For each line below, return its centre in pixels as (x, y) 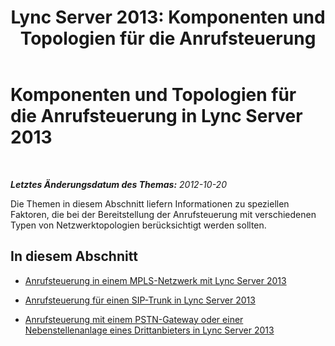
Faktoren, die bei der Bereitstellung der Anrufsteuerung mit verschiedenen (163, 214)
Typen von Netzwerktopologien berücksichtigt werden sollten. (138, 225)
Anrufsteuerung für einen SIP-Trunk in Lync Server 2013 (140, 300)
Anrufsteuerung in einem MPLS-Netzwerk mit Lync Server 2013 (155, 280)
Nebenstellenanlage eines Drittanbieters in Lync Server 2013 (149, 330)
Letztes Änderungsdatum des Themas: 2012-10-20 (118, 184)
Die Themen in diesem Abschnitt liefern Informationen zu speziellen (150, 203)
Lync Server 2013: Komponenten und (168, 17)
